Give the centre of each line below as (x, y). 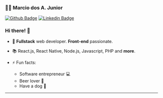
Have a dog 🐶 (33, 86)
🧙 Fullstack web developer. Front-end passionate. (62, 41)
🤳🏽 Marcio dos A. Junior (34, 8)
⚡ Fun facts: (24, 62)
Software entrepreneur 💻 (45, 74)
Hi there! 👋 (18, 31)
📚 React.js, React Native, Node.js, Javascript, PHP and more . (74, 51)
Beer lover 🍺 (32, 81)
